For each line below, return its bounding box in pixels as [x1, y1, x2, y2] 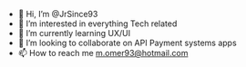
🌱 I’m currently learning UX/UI [17, 28, 131, 38]
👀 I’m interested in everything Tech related [17, 18, 178, 29]
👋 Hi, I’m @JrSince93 [17, 9, 98, 19]
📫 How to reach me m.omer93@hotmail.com [17, 48, 189, 58]
